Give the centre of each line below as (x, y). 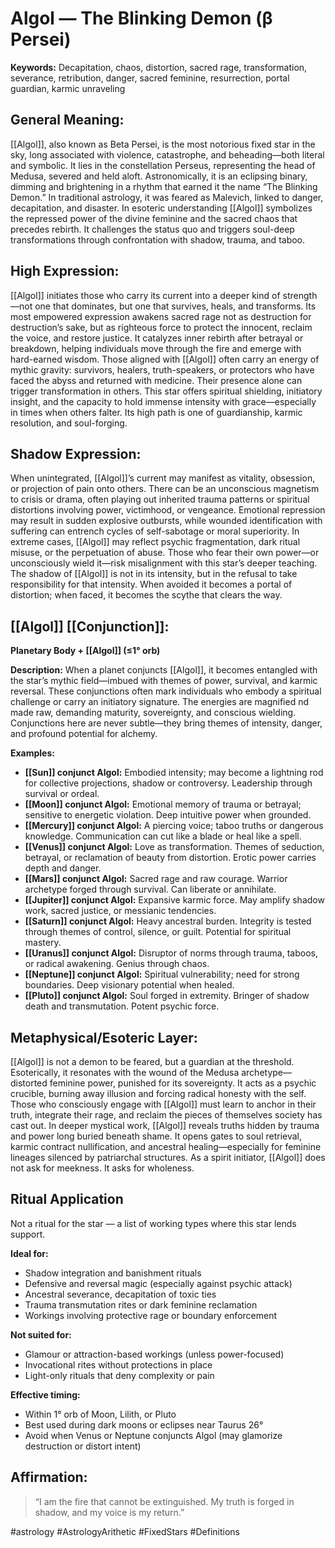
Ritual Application (67, 1199)
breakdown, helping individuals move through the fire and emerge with (156, 348)
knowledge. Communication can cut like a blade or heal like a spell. (163, 836)
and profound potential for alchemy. (84, 734)
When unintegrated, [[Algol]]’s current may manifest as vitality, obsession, (163, 478)
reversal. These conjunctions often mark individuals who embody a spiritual (166, 691)
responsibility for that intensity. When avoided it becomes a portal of (151, 584)
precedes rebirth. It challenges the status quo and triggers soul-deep (152, 229)
